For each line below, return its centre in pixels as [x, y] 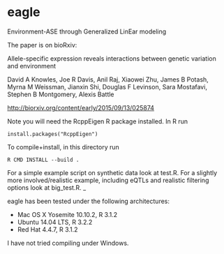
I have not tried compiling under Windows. [68, 243]
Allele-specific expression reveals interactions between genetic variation [112, 58]
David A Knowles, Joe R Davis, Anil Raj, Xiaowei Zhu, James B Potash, [108, 79]
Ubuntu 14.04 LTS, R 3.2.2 [55, 222]
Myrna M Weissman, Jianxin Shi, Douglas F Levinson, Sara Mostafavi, [107, 87]
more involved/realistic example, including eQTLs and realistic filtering [108, 180]
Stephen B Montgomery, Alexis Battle [61, 94]
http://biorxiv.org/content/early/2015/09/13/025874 [81, 107]
